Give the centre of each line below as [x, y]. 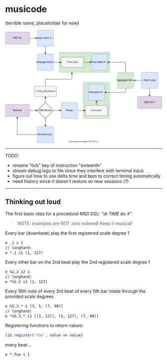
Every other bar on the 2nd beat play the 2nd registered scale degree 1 [78, 262]
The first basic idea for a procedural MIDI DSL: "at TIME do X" [69, 214]
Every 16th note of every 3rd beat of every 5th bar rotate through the [75, 291]
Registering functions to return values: [44, 325]
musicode [26, 9]
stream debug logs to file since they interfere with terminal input [78, 171]
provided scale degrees [29, 296]
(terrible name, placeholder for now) [42, 23]
